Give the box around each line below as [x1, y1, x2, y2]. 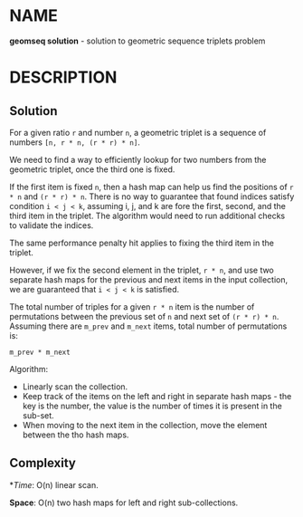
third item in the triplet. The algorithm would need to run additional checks [9, 210, 286, 221]
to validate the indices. [9, 219, 94, 231]
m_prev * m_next [9, 348, 71, 357]
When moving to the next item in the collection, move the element [22, 419, 268, 430]
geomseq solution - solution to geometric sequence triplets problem [9, 35, 266, 46]
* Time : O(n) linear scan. [9, 479, 99, 490]
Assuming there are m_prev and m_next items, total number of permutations [9, 321, 288, 331]
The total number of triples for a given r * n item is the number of [9, 301, 255, 312]
